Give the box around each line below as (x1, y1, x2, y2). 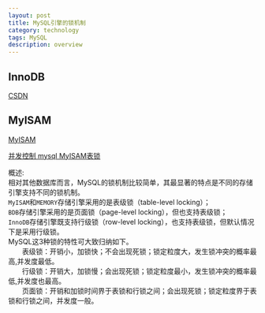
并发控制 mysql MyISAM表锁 (8, 151, 101, 160)
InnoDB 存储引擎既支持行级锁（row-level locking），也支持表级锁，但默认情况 (8, 217, 255, 226)
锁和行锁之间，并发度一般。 (8, 296, 99, 305)
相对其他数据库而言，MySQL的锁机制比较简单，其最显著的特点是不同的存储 (8, 177, 254, 187)
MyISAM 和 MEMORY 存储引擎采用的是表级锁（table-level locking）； (8, 197, 211, 207)
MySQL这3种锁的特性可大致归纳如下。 (8, 237, 133, 246)
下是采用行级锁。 (8, 226, 64, 237)
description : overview (8, 41, 83, 49)
